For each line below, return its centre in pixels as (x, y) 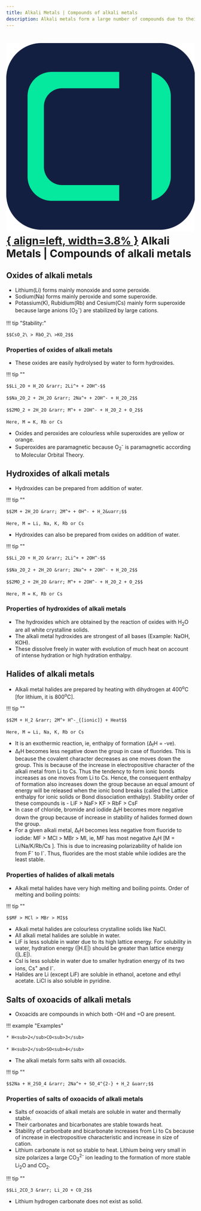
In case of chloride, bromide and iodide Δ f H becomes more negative (99, 810)
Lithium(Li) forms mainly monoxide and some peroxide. (83, 290)
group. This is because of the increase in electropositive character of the (105, 765)
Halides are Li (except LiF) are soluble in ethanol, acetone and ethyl (98, 974)
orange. (25, 440)
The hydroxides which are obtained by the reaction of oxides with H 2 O (102, 622)
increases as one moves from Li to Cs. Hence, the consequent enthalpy (103, 778)
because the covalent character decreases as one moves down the (98, 759)
